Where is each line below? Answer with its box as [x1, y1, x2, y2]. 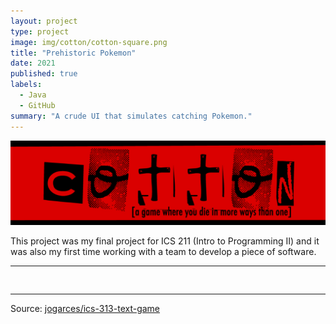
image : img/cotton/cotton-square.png [10, 37, 168, 47]
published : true [10, 69, 78, 79]
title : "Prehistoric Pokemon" [10, 48, 137, 58]
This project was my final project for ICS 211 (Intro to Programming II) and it [10, 235, 320, 247]
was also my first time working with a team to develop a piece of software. [10, 246, 317, 258]
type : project [10, 26, 70, 37]
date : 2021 [10, 58, 56, 69]
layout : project [10, 16, 78, 26]
